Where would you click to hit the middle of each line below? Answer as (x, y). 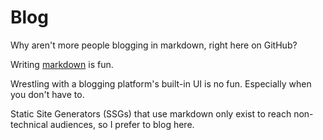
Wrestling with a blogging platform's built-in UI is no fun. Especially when (161, 83)
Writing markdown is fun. (62, 64)
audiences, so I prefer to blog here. (122, 124)
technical (29, 124)
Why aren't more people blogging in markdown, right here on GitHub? (154, 45)
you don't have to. (47, 94)
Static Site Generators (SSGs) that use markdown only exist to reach (151, 113)
